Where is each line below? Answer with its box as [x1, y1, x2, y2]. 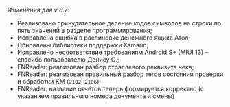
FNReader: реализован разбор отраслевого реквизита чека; [16, 63, 194, 71]
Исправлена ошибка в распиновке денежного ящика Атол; [16, 34, 191, 42]
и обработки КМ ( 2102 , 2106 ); [16, 78, 102, 85]
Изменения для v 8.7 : [7, 6, 70, 14]
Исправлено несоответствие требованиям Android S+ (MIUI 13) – [16, 48, 209, 56]
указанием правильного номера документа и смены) [16, 92, 175, 100]
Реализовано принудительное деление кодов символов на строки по [16, 19, 222, 27]
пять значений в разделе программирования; [16, 27, 152, 34]
